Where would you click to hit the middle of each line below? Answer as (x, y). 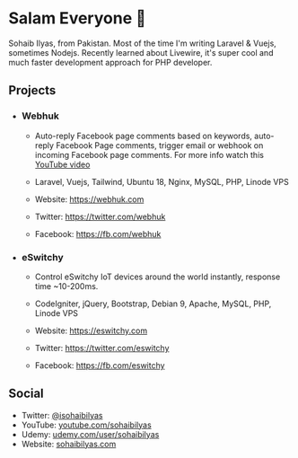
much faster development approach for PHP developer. (110, 62)
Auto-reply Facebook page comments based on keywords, (144, 136)
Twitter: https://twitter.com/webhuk (100, 216)
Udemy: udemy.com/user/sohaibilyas (90, 434)
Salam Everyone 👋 (78, 18)
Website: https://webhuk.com (89, 199)
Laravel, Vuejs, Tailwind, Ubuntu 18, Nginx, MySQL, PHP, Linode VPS (162, 181)
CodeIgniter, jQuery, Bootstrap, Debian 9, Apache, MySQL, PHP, (153, 304)
